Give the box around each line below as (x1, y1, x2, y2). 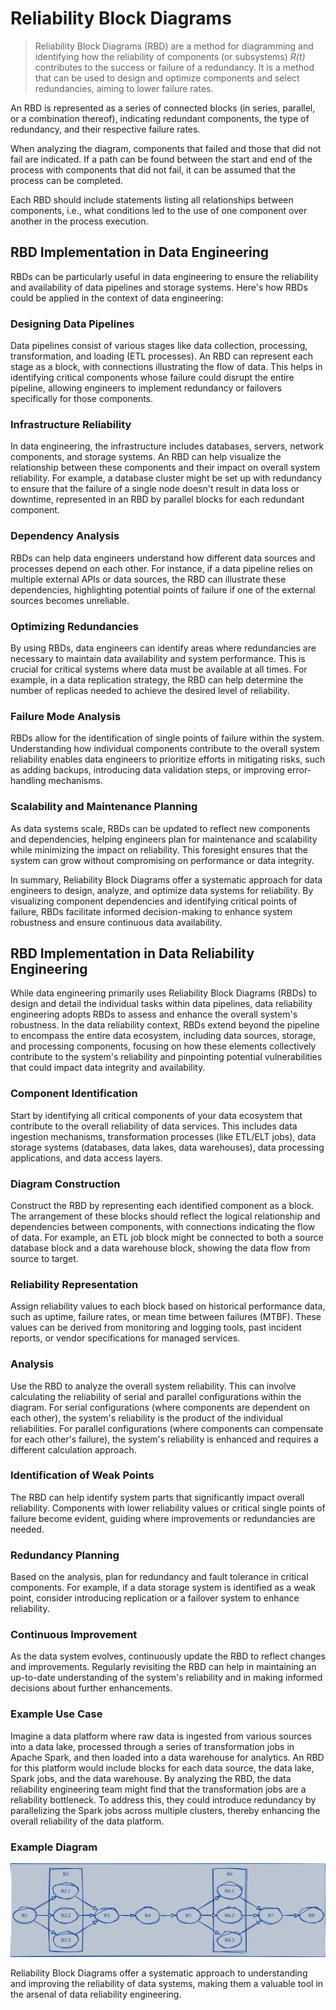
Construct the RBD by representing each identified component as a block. (10, 1199, 315, 1211)
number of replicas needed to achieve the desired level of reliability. (10, 684, 290, 696)
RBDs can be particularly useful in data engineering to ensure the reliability (10, 270, 319, 282)
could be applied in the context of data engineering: (10, 292, 224, 304)
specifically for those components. (10, 393, 154, 405)
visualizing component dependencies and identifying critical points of (10, 895, 298, 907)
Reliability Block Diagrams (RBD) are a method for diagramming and (34, 40, 314, 52)
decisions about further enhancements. (10, 1682, 173, 1694)
